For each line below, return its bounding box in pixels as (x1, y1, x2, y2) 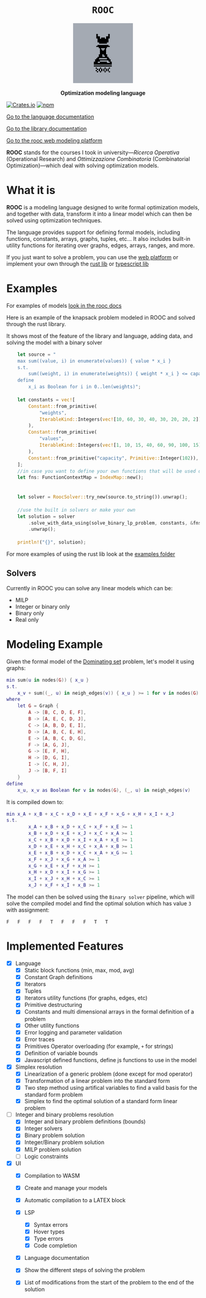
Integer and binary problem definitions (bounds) (24, 1118, 146, 1125)
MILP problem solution (24, 1146, 82, 1153)
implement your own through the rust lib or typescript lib (6, 260, 149, 267)
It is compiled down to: (6, 798, 64, 805)
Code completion (33, 1242, 78, 1249)
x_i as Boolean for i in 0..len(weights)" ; (28, 384, 141, 390)
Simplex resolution (15, 1063, 63, 1071)
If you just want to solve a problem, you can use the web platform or (6, 253, 179, 260)
